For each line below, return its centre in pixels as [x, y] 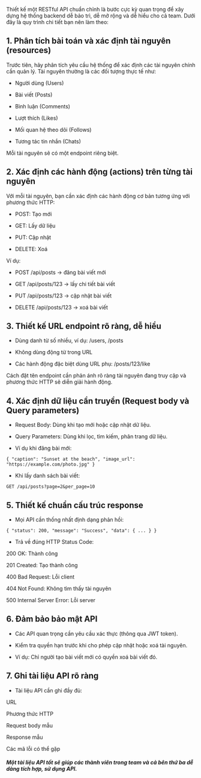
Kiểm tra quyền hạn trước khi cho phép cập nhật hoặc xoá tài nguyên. [101, 645]
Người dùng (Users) [39, 83]
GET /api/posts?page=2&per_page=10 [51, 487]
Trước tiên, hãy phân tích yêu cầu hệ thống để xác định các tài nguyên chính [101, 65]
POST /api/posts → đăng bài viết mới [60, 272]
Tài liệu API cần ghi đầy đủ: [48, 690]
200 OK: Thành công [32, 553]
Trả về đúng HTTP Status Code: [54, 542]
